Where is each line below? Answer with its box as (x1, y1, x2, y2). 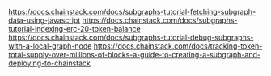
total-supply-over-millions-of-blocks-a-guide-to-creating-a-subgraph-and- (8, 50, 261, 59)
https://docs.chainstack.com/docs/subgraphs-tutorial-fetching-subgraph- (8, 7, 256, 16)
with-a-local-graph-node (8, 41, 92, 51)
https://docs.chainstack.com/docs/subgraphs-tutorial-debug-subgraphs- (8, 32, 254, 42)
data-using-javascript (8, 15, 81, 25)
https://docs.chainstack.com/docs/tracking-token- (93, 41, 263, 51)
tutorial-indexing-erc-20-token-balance (8, 24, 141, 33)
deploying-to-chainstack (8, 58, 91, 68)
